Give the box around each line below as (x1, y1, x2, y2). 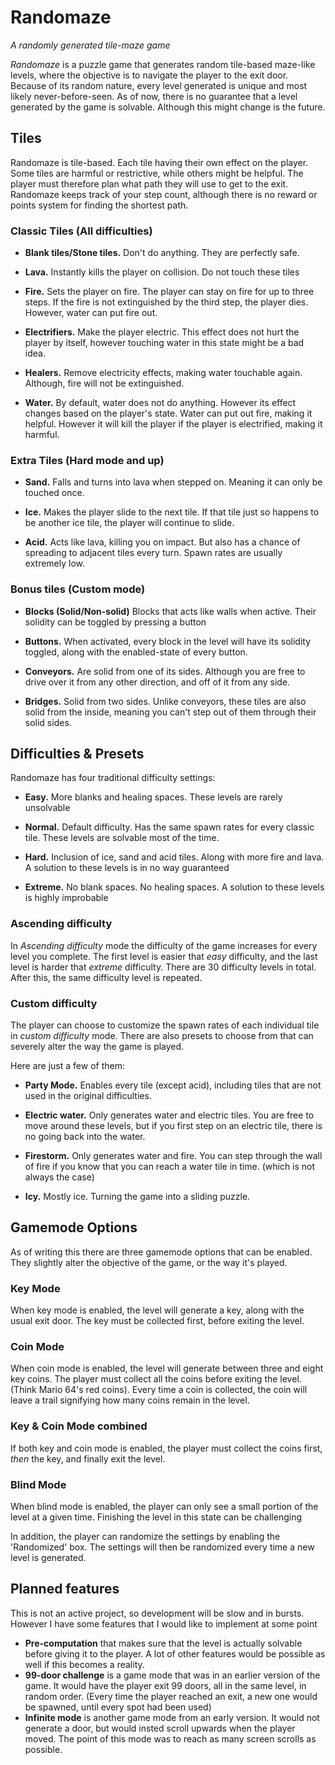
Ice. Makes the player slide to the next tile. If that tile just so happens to (24, 506, 320, 518)
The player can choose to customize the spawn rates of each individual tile (10, 1019, 320, 1031)
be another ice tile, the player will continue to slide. (24, 517, 235, 529)
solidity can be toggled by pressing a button (24, 616, 207, 628)
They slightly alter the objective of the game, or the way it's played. (10, 1256, 288, 1268)
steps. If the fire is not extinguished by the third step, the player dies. (24, 296, 309, 308)
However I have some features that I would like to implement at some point (10, 1617, 318, 1630)
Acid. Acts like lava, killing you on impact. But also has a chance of (24, 536, 301, 548)
